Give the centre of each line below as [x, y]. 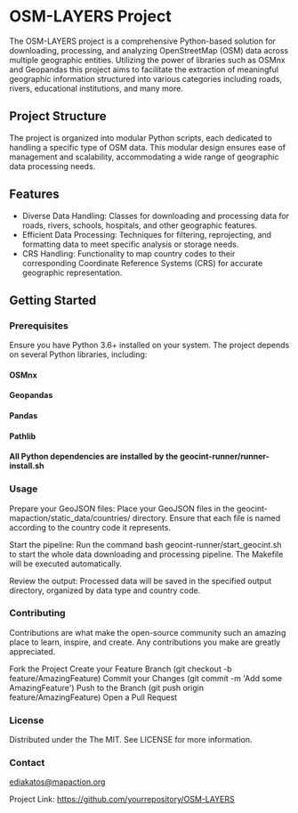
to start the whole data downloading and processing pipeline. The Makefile [146, 554]
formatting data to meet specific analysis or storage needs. [130, 244]
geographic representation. [72, 272]
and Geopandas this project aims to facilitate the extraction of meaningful [144, 69]
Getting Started [53, 300]
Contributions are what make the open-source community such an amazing [148, 632]
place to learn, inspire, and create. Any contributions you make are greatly [145, 642]
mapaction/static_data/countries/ [70, 517]
